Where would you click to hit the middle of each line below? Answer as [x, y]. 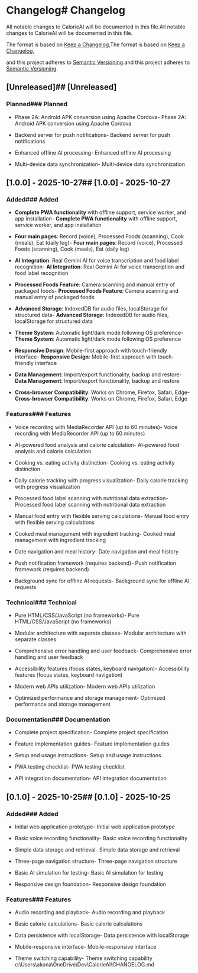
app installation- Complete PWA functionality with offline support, [96, 219]
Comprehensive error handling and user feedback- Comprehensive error [103, 651]
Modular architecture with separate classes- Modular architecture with [100, 633]
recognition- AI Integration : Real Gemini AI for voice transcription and [100, 267]
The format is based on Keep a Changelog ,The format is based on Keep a [95, 44]
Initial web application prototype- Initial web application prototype [95, 827]
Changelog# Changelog [66, 10]
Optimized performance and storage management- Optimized [90, 697]
